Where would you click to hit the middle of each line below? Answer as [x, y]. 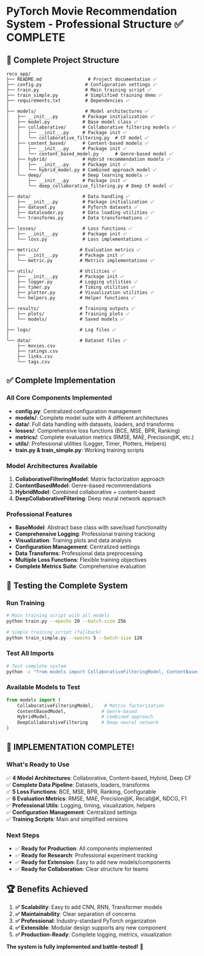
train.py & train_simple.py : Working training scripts [80, 450]
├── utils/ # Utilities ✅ [61, 271]
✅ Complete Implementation [61, 381]
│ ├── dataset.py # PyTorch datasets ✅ [72, 207]
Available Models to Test [43, 687]
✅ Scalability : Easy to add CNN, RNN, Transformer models [89, 907]
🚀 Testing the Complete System [67, 585]
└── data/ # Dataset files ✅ [67, 341]
